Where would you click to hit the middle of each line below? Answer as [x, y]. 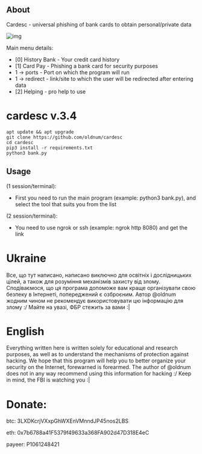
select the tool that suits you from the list [65, 204]
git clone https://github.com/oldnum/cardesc [64, 137]
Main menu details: [30, 48]
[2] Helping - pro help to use [50, 91]
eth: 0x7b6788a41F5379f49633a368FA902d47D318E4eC [78, 433]
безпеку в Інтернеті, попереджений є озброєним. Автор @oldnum [91, 294]
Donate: [27, 404]
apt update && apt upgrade [40, 132]
